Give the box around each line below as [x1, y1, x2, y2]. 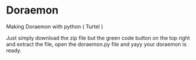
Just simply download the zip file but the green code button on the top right [6, 34, 190, 41]
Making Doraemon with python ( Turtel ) [6, 23, 103, 30]
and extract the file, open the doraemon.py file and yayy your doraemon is [6, 41, 187, 48]
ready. [6, 46, 22, 54]
